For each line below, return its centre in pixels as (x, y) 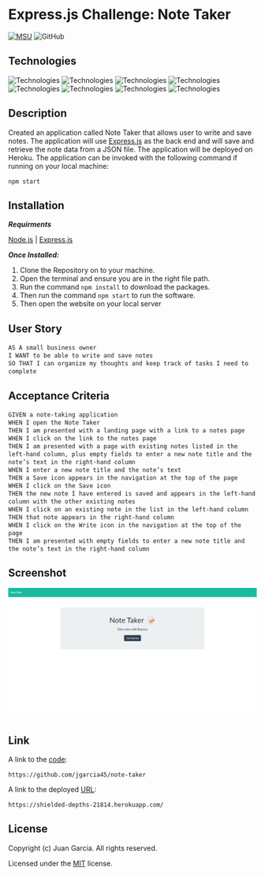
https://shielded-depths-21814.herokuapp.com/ (86, 805)
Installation (36, 206)
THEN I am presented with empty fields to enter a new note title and (127, 541)
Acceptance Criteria (59, 396)
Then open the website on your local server (90, 304)
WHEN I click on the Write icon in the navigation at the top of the (125, 525)
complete (22, 372)
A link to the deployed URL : (52, 789)
